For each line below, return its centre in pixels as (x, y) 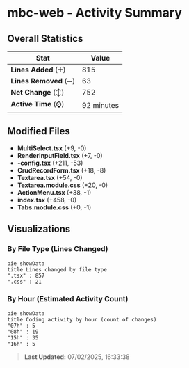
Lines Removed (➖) (43, 81)
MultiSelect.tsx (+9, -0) (52, 148)
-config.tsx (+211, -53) (50, 163)
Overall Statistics (45, 39)
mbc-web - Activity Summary (95, 13)
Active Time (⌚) (38, 104)
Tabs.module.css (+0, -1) (54, 207)
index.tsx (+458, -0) (47, 200)
